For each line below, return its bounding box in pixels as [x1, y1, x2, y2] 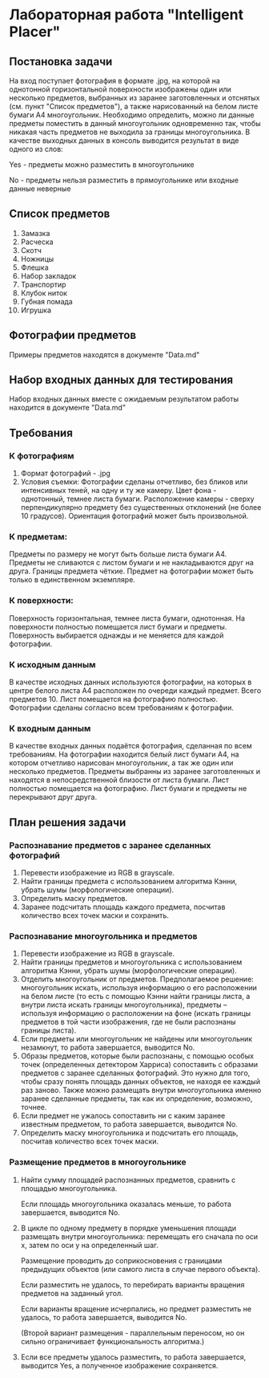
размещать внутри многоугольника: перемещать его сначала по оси [20, 1231, 259, 1241]
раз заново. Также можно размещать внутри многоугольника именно [20, 1086, 262, 1095]
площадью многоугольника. [20, 1183, 118, 1193]
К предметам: [9, 532, 67, 543]
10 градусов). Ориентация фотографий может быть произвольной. [20, 512, 249, 521]
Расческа [20, 237, 54, 247]
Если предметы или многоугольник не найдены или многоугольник [20, 1034, 253, 1044]
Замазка [20, 228, 50, 238]
